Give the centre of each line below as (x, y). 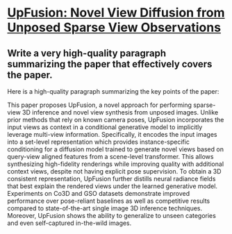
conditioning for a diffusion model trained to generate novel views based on (116, 149)
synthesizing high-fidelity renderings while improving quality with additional (116, 164)
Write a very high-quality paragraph (87, 53)
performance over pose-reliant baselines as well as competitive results (109, 201)
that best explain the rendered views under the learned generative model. (112, 186)
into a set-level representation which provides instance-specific (98, 142)
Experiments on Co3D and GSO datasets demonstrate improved (98, 193)
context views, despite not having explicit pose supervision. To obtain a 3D (114, 171)
